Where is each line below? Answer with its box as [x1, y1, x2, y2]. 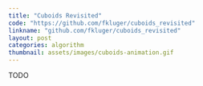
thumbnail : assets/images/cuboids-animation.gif [8, 49, 174, 57]
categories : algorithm [8, 41, 84, 49]
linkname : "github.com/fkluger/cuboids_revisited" [8, 26, 181, 34]
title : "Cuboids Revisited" [8, 11, 103, 20]
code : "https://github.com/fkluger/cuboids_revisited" [8, 19, 196, 27]
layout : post [8, 33, 52, 42]
